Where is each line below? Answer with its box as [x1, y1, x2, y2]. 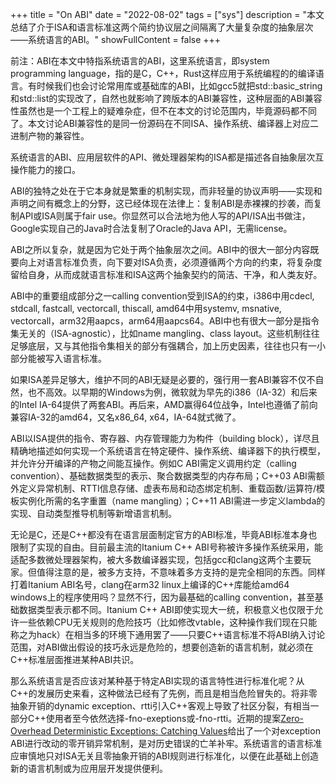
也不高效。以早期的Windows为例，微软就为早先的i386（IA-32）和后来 [27, 386, 318, 398]
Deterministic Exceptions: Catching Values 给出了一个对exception [53, 725, 321, 737]
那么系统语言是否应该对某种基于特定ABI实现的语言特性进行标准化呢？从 [10, 675, 305, 687]
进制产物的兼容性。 [10, 130, 90, 142]
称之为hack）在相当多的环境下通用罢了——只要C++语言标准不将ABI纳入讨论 [10, 629, 326, 640]
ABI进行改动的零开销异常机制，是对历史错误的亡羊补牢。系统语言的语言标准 [10, 738, 323, 749]
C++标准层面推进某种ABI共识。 [10, 654, 140, 665]
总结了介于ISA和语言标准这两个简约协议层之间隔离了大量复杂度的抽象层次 [10, 21, 314, 33]
